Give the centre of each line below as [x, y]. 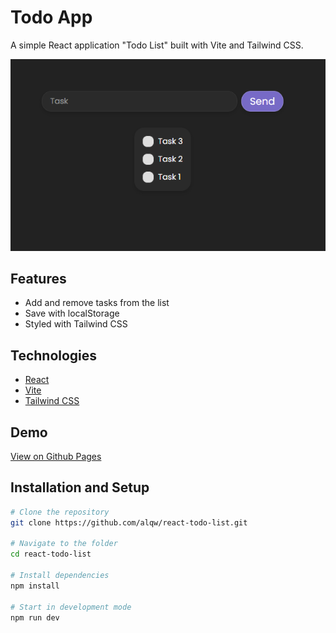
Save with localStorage [72, 313]
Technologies [54, 355]
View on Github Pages [56, 457]
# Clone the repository [60, 512]
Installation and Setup [80, 487]
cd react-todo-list [51, 554]
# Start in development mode [71, 607]
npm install [35, 586]
